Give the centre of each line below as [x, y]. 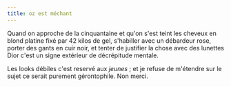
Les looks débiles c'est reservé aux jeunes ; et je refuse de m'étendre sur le [114, 68]
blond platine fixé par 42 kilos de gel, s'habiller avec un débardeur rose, [109, 40]
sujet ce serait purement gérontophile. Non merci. [78, 76]
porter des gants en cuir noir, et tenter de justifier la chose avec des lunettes [115, 48]
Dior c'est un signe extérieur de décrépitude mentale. [83, 55]
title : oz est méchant [40, 13]
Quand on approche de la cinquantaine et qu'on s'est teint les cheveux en [112, 33]
